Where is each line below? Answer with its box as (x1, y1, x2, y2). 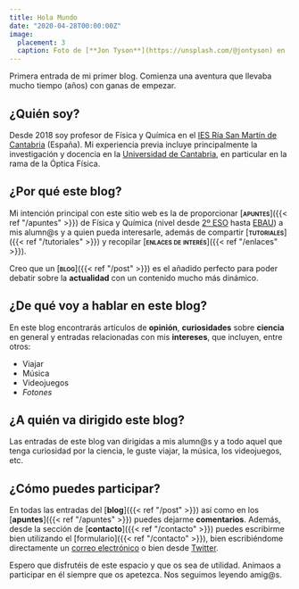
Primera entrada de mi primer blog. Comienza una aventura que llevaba (9, 71, 272, 81)
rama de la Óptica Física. (9, 158, 101, 169)
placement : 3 (17, 37, 66, 47)
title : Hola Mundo (9, 12, 78, 22)
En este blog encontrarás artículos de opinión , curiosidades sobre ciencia (9, 322, 285, 333)
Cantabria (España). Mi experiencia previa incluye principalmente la (9, 139, 258, 150)
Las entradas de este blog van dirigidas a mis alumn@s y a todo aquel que (9, 436, 283, 447)
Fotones (21, 386, 53, 397)
